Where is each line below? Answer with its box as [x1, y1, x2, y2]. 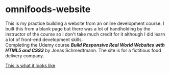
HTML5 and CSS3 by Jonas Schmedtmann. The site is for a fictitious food [5, 47, 162, 53]
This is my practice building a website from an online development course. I [5, 20, 164, 26]
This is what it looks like [5, 62, 56, 68]
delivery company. [5, 52, 44, 59]
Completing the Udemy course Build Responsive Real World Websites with [5, 42, 165, 48]
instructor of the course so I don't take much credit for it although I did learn [5, 31, 165, 37]
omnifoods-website [5, 4, 91, 15]
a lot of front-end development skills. [5, 36, 83, 43]
